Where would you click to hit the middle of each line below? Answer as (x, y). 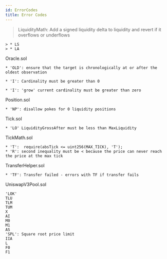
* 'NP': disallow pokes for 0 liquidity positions (61, 109)
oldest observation (26, 72)
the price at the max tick (34, 156)
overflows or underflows (44, 35)
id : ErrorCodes (22, 10)
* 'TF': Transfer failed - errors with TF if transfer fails (72, 175)
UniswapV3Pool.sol (26, 184)
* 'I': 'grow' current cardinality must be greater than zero (73, 90)
